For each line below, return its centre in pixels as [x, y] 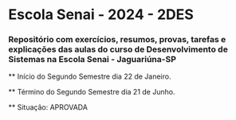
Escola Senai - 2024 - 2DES [101, 15]
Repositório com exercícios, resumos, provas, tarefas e [117, 40]
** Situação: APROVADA [48, 107]
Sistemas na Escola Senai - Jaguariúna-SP [92, 60]
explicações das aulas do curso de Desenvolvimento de [118, 49]
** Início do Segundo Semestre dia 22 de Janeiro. [90, 76]
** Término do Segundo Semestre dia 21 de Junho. [92, 92]
